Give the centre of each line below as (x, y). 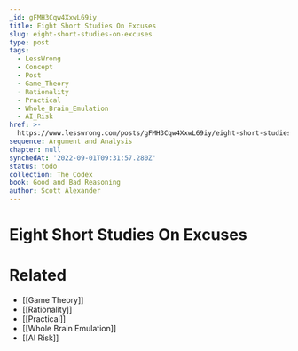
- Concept (35, 68)
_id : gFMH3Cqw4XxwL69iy (53, 17)
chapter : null (35, 149)
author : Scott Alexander (55, 191)
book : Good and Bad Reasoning (65, 183)
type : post (29, 42)
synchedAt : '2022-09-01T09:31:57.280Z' (83, 158)
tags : (19, 51)
